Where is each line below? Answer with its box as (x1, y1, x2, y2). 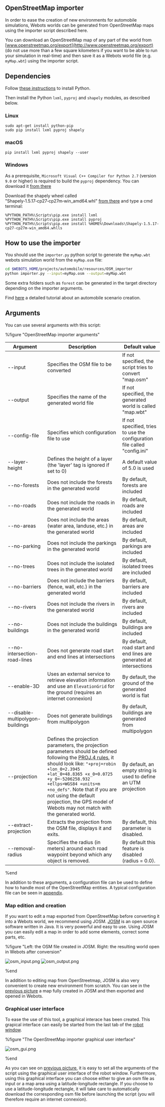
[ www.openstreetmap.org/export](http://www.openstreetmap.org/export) (5, 42, 154, 48)
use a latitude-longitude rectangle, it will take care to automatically (5, 1086, 140, 1092)
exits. (47, 831, 60, 838)
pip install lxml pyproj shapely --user (5, 150, 89, 155)
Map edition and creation (5, 902, 66, 909)
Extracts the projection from (47, 818, 112, 825)
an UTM (122, 779, 141, 786)
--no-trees (7, 563, 35, 570)
